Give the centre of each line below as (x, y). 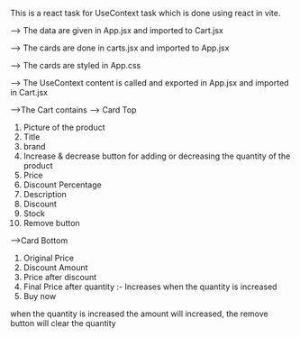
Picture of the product (64, 127)
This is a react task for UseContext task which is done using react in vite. (145, 13)
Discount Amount (55, 268)
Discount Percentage (62, 185)
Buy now (40, 296)
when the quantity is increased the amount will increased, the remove (139, 314)
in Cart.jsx (29, 92)
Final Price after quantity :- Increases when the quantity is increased (150, 287)
